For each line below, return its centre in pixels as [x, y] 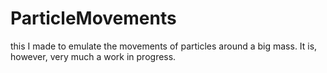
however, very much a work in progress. [93, 56]
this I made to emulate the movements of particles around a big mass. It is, [164, 46]
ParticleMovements [93, 18]
